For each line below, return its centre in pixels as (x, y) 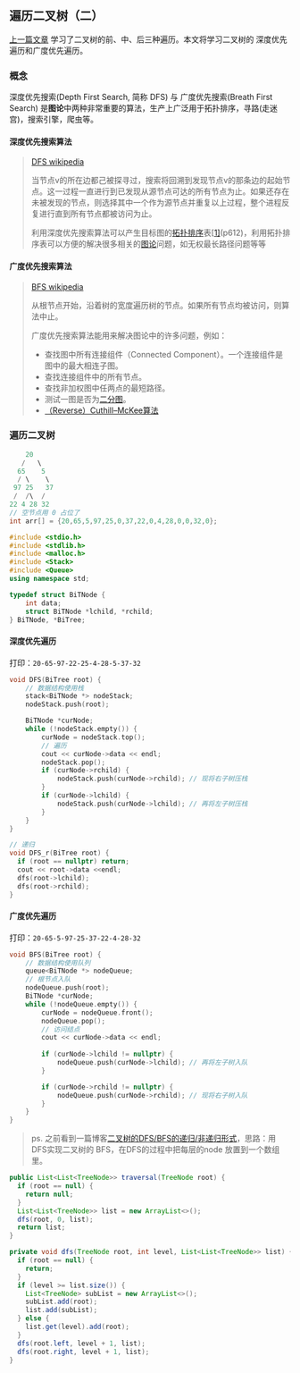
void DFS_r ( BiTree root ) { (59, 853)
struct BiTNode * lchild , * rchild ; (89, 611)
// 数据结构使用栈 (55, 688)
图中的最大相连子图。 (83, 366)
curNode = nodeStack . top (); (93, 737)
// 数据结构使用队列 (58, 963)
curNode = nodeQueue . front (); (97, 1013)
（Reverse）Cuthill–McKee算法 (101, 410)
